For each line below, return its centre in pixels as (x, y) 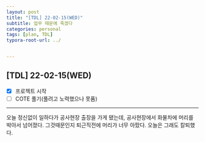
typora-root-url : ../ (34, 40)
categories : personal (34, 29)
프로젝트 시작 (31, 91)
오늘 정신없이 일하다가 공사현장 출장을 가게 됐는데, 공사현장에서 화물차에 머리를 (100, 117)
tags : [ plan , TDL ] (30, 35)
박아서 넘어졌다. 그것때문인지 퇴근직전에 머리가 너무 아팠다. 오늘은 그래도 (92, 125)
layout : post (23, 12)
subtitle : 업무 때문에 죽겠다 (40, 23)
